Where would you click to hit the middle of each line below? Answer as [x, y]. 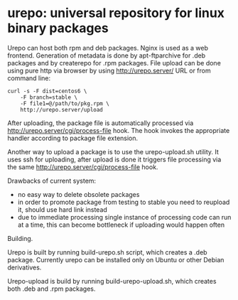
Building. [20, 238]
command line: [29, 78]
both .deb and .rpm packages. [52, 289]
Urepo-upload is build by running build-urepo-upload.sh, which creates [112, 281]
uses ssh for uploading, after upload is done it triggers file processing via [114, 159]
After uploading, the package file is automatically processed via [101, 123]
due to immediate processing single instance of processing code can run [124, 217]
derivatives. [25, 267]
